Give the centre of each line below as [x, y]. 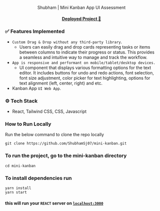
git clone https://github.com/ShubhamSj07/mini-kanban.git [66, 143]
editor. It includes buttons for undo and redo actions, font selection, [87, 72]
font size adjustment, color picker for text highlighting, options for [85, 78]
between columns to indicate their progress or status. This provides [87, 52]
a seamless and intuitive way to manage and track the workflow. [83, 57]
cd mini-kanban [20, 166]
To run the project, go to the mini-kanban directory [66, 156]
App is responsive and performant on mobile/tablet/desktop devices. [84, 63]
